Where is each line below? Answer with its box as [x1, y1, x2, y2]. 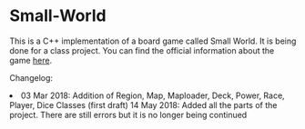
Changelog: [9, 72, 53, 83]
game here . [9, 55, 53, 65]
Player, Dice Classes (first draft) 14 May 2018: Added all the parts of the [9, 99, 278, 110]
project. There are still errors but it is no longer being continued [9, 109, 248, 120]
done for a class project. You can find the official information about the [9, 45, 275, 55]
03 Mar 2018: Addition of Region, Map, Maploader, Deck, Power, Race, [21, 90, 285, 101]
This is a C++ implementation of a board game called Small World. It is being [9, 35, 297, 46]
